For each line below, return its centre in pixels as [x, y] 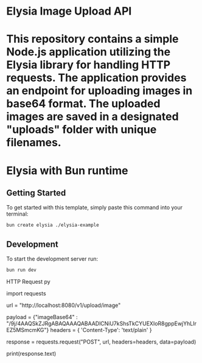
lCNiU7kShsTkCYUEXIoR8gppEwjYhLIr [148, 323]
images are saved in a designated [92, 117]
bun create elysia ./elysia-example [53, 225]
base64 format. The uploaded [83, 104]
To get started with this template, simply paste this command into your [95, 208]
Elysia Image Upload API [69, 11]
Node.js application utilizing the [89, 52]
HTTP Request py [28, 281]
